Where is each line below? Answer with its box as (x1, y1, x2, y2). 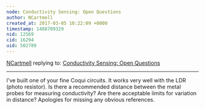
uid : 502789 (6, 43, 37, 49)
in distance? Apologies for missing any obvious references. (6, 96, 155, 103)
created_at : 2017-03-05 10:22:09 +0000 (6, 20, 108, 26)
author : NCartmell (6, 15, 53, 21)
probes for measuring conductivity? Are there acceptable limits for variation (6, 89, 197, 97)
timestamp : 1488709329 (6, 25, 64, 32)
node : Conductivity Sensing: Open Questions (6, 8, 121, 15)
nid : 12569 (6, 31, 34, 38)
